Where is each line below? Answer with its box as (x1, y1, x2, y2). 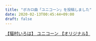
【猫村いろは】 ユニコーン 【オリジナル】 (5, 31, 91, 37)
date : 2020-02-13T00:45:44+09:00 (5, 12, 75, 17)
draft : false (5, 16, 32, 21)
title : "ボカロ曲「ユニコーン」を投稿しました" (5, 7, 92, 12)
